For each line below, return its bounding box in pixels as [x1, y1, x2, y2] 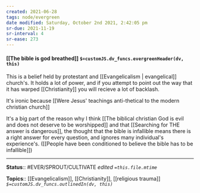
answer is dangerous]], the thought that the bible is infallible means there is [6, 128, 192, 135]
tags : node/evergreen [6, 14, 60, 20]
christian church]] [6, 103, 50, 110]
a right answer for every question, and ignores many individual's [6, 134, 164, 141]
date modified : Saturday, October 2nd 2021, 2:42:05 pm [6, 20, 148, 26]
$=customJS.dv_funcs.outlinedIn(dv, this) [6, 182, 113, 188]
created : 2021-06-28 [6, 8, 58, 15]
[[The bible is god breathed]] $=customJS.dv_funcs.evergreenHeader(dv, [6, 55, 184, 62]
